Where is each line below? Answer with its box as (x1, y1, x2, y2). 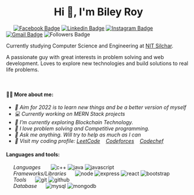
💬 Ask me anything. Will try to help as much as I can (14, 131, 141, 138)
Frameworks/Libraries (13, 170, 67, 177)
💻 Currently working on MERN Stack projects (14, 111, 125, 118)
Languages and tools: (6, 150, 60, 158)
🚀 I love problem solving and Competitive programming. (14, 125, 149, 132)
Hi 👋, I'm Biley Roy (53, 5, 144, 19)
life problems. (6, 66, 39, 73)
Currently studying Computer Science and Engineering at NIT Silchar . (6, 42, 174, 49)
